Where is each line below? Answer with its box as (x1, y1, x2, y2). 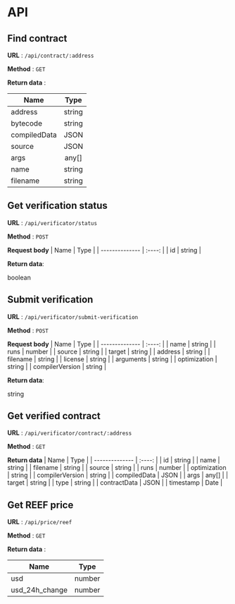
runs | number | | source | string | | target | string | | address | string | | (7, 347, 210, 356)
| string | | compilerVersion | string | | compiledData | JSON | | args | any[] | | (7, 471, 229, 480)
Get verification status (7, 200, 108, 212)
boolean (7, 273, 32, 282)
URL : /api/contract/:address (7, 51, 94, 59)
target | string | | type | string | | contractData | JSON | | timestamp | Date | (7, 478, 223, 487)
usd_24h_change (11, 585, 68, 595)
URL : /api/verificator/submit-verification (7, 312, 139, 321)
